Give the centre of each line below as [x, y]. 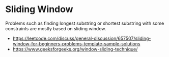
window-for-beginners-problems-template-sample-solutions [76, 43]
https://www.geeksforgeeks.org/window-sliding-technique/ [75, 49]
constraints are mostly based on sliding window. [56, 28]
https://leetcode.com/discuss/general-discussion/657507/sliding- [82, 38]
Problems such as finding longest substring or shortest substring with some [85, 23]
